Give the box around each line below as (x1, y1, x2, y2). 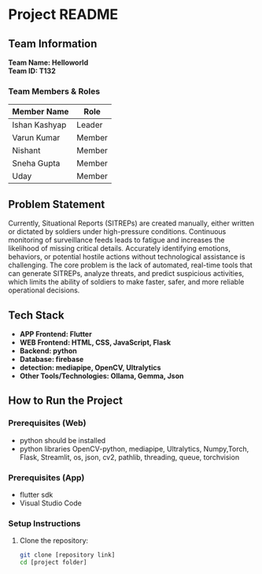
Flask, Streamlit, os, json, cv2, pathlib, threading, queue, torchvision (19, 452, 240, 462)
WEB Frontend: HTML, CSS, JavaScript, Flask (19, 337, 172, 347)
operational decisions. (8, 285, 80, 295)
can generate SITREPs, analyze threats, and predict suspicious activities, (8, 269, 245, 278)
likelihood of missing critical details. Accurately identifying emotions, (8, 244, 231, 253)
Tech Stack (8, 308, 65, 322)
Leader (76, 120, 103, 131)
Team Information (8, 37, 98, 50)
